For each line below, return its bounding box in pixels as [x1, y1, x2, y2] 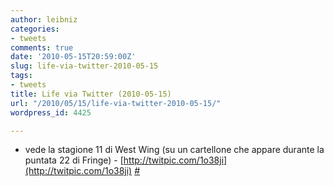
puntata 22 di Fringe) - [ [24, 154, 124, 166]
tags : [10, 71, 33, 81]
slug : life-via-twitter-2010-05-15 [10, 61, 159, 71]
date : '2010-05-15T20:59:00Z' [10, 52, 137, 62]
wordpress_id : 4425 [10, 107, 92, 118]
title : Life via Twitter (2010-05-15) [10, 89, 172, 99]
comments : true [10, 42, 74, 53]
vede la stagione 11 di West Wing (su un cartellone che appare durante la [24, 144, 325, 156]
